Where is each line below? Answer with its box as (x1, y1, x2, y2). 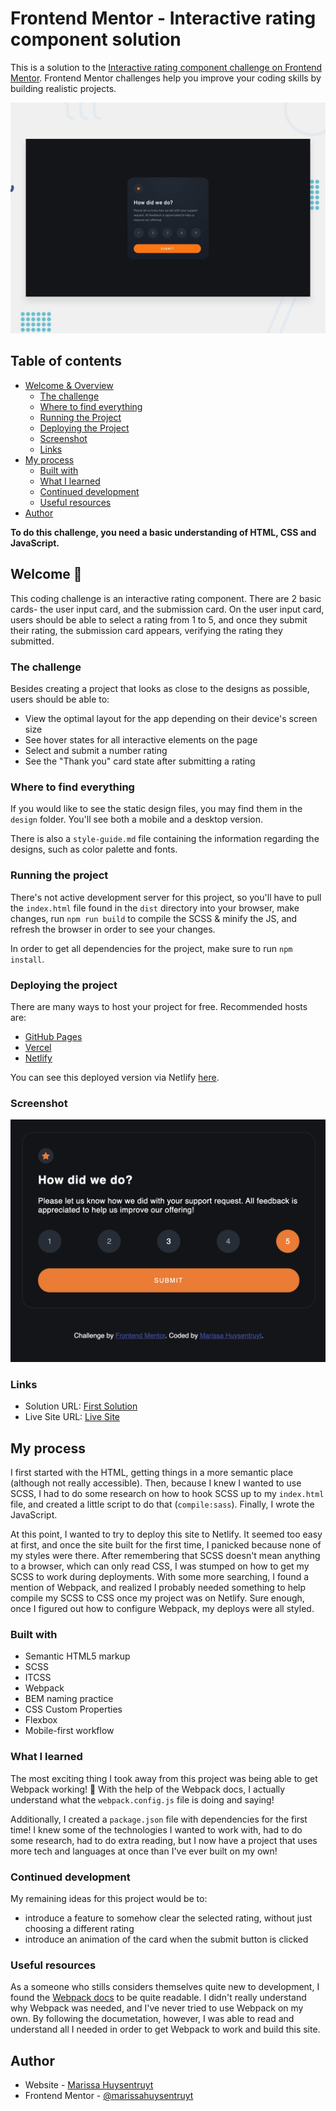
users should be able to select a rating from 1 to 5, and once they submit (10, 613, 308, 626)
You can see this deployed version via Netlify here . (10, 1071, 220, 1083)
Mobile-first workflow (24, 1725, 115, 1737)
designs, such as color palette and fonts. (10, 843, 178, 856)
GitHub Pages (24, 1030, 83, 1042)
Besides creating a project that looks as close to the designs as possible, (10, 683, 310, 694)
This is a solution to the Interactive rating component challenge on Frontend (10, 61, 323, 73)
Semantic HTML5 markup (24, 1650, 131, 1662)
